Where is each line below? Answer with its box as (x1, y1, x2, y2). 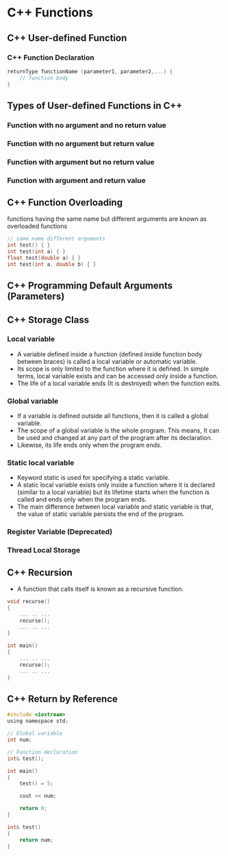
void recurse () (7, 598, 51, 605)
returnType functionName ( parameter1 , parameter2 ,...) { (7, 68, 173, 75)
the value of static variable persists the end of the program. (16, 510, 185, 518)
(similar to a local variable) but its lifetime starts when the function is (16, 488, 210, 496)
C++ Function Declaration (7, 53, 94, 62)
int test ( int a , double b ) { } (7, 260, 97, 268)
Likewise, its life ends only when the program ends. (16, 441, 162, 450)
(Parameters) (7, 291, 65, 302)
